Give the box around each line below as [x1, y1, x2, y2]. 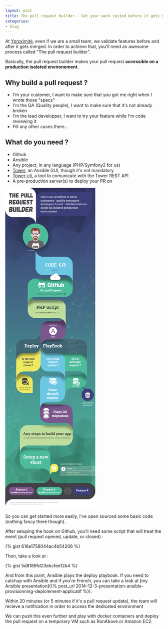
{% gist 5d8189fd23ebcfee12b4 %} [5, 562, 78, 568]
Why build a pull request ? [5, 78, 88, 87]
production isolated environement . [5, 64, 79, 70]
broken [12, 108, 27, 114]
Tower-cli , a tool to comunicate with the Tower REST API [12, 173, 129, 179]
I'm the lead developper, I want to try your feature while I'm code [12, 113, 146, 119]
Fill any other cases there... [12, 124, 68, 130]
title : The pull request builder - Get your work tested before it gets [5, 13, 160, 19]
